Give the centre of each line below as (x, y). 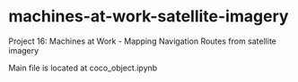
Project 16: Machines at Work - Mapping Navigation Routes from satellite (143, 41)
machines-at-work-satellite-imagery (149, 16)
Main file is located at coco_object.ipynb (83, 68)
